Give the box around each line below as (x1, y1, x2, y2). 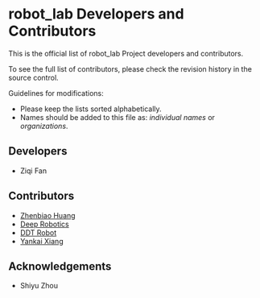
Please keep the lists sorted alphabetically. (19, 104, 163, 114)
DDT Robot (19, 227, 57, 238)
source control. (8, 72, 59, 82)
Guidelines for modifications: (8, 88, 105, 97)
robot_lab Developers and (8, 5, 184, 23)
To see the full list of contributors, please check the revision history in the (8, 64, 252, 73)
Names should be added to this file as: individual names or (19, 112, 216, 122)
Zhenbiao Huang (19, 210, 76, 220)
